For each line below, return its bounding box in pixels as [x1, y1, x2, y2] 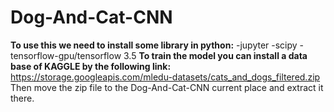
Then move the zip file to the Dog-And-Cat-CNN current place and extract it [10, 81, 324, 93]
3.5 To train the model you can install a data [123, 49, 308, 61]
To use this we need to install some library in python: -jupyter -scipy [10, 39, 298, 51]
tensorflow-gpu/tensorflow [10, 49, 122, 61]
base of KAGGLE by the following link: [10, 60, 172, 72]
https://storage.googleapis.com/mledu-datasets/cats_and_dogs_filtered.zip [10, 71, 321, 83]
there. [10, 92, 35, 104]
